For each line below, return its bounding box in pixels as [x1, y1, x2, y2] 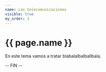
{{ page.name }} [5, 37, 72, 48]
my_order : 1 [5, 16, 29, 21]
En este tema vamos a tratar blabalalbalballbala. [5, 53, 102, 59]
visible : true [5, 12, 34, 17]
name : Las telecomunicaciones [5, 7, 67, 12]
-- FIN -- [5, 63, 23, 69]
